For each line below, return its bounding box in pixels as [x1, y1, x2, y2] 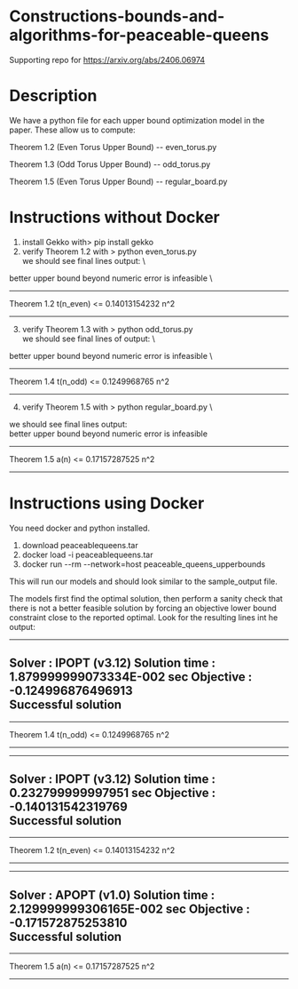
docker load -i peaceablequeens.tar [21, 549, 153, 560]
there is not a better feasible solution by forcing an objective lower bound [9, 602, 277, 613]
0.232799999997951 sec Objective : [9, 785, 216, 801]
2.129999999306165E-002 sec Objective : [9, 901, 250, 916]
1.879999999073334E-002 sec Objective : [9, 669, 253, 685]
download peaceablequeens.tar [21, 539, 139, 550]
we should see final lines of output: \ [21, 333, 155, 344]
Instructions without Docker [9, 207, 220, 227]
